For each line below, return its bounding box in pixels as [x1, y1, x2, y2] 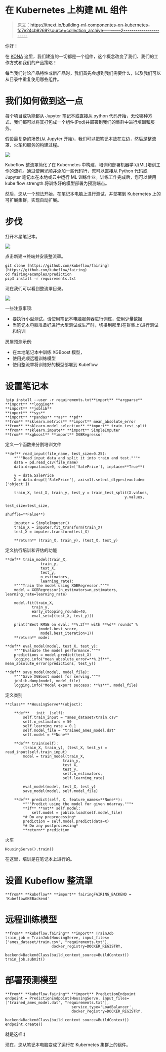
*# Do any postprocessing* [23, 823, 79, 828]
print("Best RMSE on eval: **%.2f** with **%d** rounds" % [14, 622, 138, 627]
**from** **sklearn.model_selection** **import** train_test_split [5, 423, 147, 428]
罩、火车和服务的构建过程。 [5, 142, 62, 148]
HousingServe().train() [5, 847, 54, 852]
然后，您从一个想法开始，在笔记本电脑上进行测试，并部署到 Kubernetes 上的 [5, 191, 161, 197]
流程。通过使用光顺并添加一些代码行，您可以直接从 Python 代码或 [13, 168, 148, 174]
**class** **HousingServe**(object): [5, 701, 83, 707]
